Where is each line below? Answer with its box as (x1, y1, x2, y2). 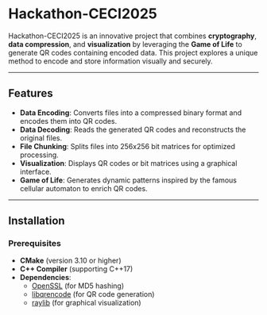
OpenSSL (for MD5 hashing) (31, 281, 125, 290)
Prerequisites (8, 238, 61, 249)
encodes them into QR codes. (19, 116, 118, 125)
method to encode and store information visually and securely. (8, 56, 213, 66)
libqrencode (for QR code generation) (31, 290, 155, 299)
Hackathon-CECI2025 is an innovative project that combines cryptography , (8, 31, 257, 40)
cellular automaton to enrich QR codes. (19, 183, 149, 193)
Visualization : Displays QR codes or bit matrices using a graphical (19, 158, 238, 167)
